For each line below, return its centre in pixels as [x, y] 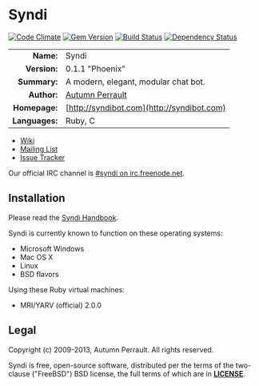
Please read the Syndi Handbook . [63, 217]
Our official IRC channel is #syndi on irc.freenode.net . [97, 173]
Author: [43, 94]
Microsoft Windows [52, 248]
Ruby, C [80, 120]
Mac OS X [36, 257]
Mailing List [39, 149]
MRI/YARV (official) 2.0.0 [61, 305]
